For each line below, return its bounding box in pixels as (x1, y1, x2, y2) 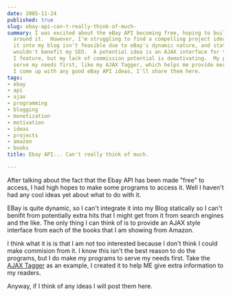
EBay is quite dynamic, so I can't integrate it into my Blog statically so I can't (7, 204, 223, 212)
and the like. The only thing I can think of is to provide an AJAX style (7, 218, 201, 227)
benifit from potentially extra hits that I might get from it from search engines (7, 211, 224, 219)
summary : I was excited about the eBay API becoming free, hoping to (7, 29, 211, 37)
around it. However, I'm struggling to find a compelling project (13, 36, 211, 43)
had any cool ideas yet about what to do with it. (7, 190, 142, 198)
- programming (7, 100, 48, 107)
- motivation (7, 119, 45, 126)
